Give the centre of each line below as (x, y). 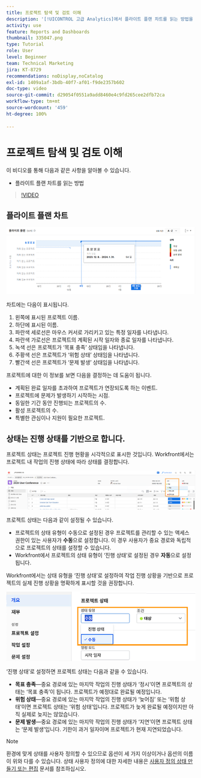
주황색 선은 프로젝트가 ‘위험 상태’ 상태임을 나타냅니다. (77, 355)
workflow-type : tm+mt (33, 101)
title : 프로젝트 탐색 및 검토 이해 (44, 13)
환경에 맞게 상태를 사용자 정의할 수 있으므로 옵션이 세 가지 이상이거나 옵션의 (94, 753)
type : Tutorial (25, 44)
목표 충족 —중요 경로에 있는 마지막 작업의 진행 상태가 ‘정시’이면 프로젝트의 (100, 684)
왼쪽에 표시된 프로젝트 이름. (47, 318)
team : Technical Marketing (40, 63)
